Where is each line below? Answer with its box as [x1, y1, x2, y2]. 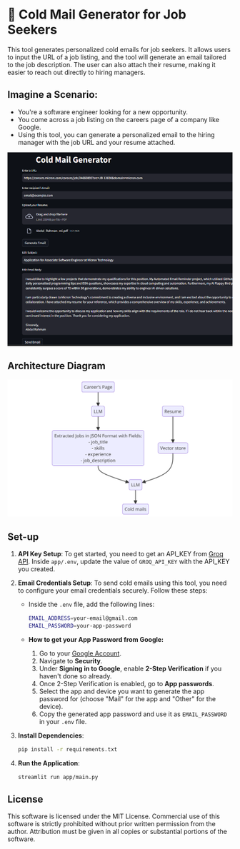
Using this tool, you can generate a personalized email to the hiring [17, 130, 215, 139]
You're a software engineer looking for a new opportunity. [17, 107, 188, 116]
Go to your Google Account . [39, 649, 121, 658]
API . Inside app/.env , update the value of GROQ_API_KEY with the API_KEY [17, 557, 230, 566]
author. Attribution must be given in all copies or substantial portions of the [7, 828, 227, 836]
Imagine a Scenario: [7, 89, 99, 101]
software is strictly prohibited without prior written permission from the [7, 820, 216, 828]
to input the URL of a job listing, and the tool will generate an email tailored [7, 53, 226, 61]
